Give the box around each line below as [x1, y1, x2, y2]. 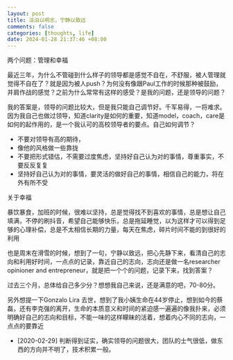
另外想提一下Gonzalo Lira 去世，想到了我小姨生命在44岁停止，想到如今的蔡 [7, 296, 223, 304]
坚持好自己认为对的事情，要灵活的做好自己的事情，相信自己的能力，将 [17, 170, 218, 178]
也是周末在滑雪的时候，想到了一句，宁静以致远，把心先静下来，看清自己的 [7, 249, 220, 257]
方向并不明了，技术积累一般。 [29, 345, 115, 354]
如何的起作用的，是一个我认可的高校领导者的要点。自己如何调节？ [7, 120, 196, 129]
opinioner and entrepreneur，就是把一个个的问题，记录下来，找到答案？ [7, 266, 214, 275]
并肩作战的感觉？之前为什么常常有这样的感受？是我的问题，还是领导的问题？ [7, 88, 226, 97]
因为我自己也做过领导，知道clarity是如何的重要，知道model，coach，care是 [7, 112, 225, 120]
